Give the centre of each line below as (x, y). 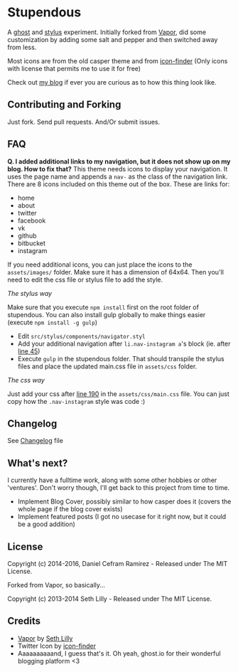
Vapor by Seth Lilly (45, 638)
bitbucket (32, 243)
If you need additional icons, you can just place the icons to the (100, 265)
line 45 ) (29, 351)
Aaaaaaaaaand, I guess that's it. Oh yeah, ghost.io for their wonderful (119, 653)
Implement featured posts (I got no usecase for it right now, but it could (122, 517)
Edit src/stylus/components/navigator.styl (81, 336)
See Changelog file (36, 441)
